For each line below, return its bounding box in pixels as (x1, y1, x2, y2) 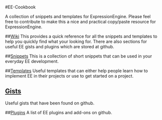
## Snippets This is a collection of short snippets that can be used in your (5, 53, 152, 59)
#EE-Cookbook (5, 4, 36, 10)
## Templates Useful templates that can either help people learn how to (5, 68, 148, 74)
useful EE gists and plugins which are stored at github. (5, 44, 115, 49)
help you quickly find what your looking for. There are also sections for (5, 39, 147, 44)
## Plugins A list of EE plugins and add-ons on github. (5, 109, 112, 115)
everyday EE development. (5, 59, 59, 64)
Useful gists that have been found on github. (5, 100, 95, 106)
